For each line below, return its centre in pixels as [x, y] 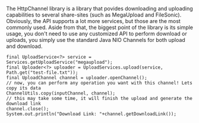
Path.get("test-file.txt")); [42, 73]
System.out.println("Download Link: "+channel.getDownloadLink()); [91, 114]
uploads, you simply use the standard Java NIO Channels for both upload [96, 40]
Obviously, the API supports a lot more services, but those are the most [94, 21]
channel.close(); [28, 109]
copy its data [24, 88]
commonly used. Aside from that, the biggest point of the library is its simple [100, 27]
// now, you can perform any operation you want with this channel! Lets [99, 83]
